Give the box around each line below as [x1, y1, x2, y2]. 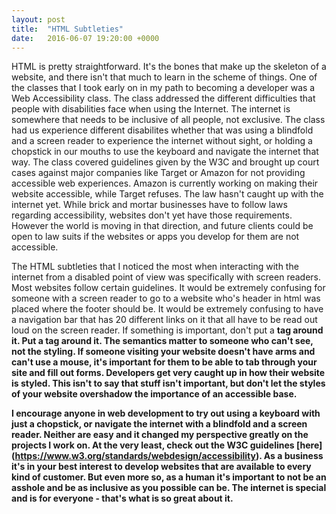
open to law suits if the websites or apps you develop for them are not [11, 231, 300, 243]
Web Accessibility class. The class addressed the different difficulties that [11, 92, 316, 105]
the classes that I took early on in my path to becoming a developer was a [11, 82, 316, 94]
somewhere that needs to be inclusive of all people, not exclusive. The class [11, 114, 326, 126]
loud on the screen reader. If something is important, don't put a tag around [11, 324, 324, 336]
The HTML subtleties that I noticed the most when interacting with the [11, 261, 299, 273]
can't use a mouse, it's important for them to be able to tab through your [11, 356, 318, 368]
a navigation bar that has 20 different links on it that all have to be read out [11, 314, 318, 326]
